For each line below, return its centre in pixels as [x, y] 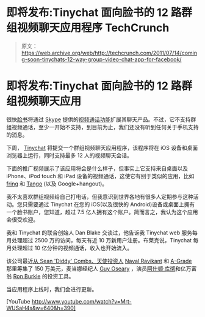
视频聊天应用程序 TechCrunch [93, 28]
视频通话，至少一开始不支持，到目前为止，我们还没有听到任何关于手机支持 [105, 127]
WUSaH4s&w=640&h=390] [41, 308]
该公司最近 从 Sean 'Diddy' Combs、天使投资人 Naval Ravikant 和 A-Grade [99, 261]
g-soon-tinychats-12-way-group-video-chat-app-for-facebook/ [101, 59]
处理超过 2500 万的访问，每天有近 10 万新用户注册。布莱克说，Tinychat [102, 240]
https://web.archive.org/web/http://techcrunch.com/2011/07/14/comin [109, 53]
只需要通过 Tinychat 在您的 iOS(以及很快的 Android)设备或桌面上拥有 [109, 204]
